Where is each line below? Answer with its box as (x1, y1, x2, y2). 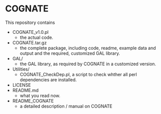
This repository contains (5, 19, 55, 25)
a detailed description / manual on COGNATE (19, 103, 113, 109)
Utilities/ (12, 66, 30, 72)
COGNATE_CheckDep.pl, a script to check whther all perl (19, 71, 137, 77)
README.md (12, 87, 39, 93)
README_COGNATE (12, 98, 54, 104)
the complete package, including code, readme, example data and (19, 45, 156, 51)
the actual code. (19, 34, 53, 40)
